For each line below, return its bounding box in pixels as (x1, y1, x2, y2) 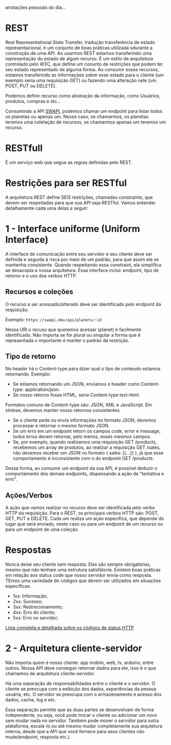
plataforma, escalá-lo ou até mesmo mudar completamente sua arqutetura (5, 723, 162, 729)
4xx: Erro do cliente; (12, 609, 56, 615)
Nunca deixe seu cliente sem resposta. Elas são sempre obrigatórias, (5, 561, 151, 568)
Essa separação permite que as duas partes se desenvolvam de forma (5, 707, 154, 713)
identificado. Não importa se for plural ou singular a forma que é (5, 332, 141, 338)
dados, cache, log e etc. (5, 697, 56, 703)
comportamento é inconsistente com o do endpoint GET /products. (12, 456, 155, 462)
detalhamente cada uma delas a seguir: (5, 205, 89, 211)
